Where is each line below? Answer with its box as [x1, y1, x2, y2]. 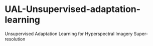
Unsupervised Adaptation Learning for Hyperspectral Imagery [5, 30, 133, 36]
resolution [5, 36, 26, 42]
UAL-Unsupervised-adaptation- [5, 3, 141, 15]
